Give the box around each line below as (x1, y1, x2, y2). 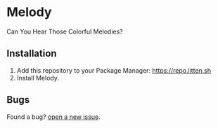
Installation (6, 48, 57, 59)
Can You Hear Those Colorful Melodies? (6, 27, 124, 36)
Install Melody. (16, 73, 59, 82)
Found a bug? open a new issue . (6, 113, 101, 121)
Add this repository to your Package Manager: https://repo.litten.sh (16, 66, 212, 74)
